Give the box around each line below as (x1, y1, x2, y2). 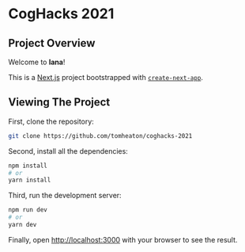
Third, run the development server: (8, 191, 122, 200)
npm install (8, 162, 47, 170)
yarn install (8, 176, 51, 185)
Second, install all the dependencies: (8, 146, 128, 155)
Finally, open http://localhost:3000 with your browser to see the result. (8, 235, 238, 244)
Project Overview (8, 36, 96, 50)
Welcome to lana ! (8, 57, 66, 67)
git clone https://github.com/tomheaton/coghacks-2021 (8, 132, 193, 139)
